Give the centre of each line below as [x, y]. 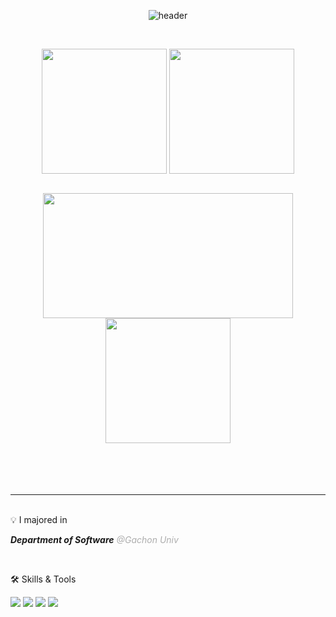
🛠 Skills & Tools [43, 579]
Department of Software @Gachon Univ [94, 539]
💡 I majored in [39, 519]
